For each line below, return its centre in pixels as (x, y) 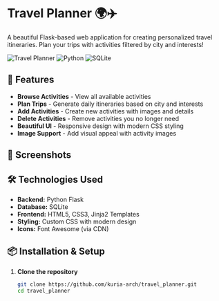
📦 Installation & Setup (56, 252)
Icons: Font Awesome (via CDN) (63, 228)
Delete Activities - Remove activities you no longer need (98, 118)
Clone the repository (47, 271)
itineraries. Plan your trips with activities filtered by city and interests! (105, 44)
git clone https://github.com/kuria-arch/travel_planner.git (107, 284)
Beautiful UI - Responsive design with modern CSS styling (101, 126)
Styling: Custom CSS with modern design (77, 221)
